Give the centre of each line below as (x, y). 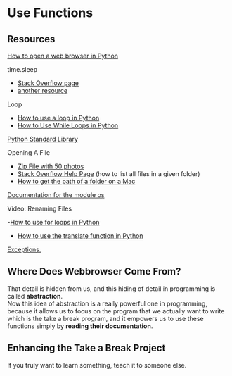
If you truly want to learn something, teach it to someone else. (97, 365)
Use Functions (50, 13)
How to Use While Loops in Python (68, 125)
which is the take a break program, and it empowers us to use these (105, 318)
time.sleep (22, 69)
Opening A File (29, 152)
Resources (31, 39)
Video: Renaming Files (40, 208)
